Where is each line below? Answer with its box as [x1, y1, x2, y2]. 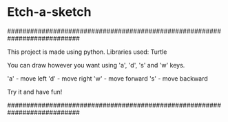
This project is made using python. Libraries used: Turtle [7, 48, 167, 56]
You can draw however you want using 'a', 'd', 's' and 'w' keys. [7, 61, 185, 69]
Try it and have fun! [7, 88, 63, 96]
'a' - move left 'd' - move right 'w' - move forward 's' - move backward [7, 74, 208, 83]
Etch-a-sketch [7, 4, 92, 20]
